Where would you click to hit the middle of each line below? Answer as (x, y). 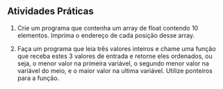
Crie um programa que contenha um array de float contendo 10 (108, 28)
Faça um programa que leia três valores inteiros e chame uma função (117, 48)
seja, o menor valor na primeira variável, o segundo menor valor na (113, 63)
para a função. (38, 78)
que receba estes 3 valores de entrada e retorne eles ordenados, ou (115, 56)
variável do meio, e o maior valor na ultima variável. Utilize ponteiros (115, 70)
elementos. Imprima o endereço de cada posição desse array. (106, 35)
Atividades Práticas (50, 11)
